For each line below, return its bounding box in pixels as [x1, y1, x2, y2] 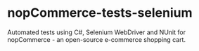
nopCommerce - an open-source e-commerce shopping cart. [7, 35, 186, 43]
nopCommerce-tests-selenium [7, 5, 193, 21]
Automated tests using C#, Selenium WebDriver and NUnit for [7, 28, 186, 36]
